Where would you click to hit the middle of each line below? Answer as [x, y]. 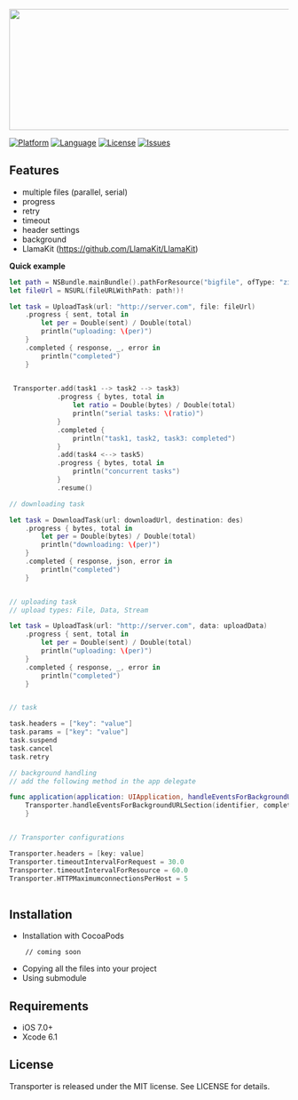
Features [34, 170]
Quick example [38, 266]
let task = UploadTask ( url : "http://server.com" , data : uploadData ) [138, 626]
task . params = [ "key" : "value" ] [69, 732]
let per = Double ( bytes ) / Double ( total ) [119, 537]
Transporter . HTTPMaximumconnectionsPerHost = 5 [99, 879]
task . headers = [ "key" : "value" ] [71, 724]
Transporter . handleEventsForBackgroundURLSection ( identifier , [142, 806]
